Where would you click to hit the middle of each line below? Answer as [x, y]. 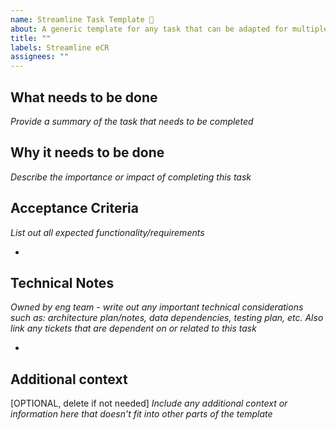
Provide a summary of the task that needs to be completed [132, 121]
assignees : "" [40, 57]
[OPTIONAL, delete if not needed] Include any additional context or [149, 403]
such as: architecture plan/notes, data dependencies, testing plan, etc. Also [167, 318]
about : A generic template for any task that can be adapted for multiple [169, 29]
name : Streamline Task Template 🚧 [82, 19]
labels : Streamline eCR [60, 47]
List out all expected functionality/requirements [107, 232]
